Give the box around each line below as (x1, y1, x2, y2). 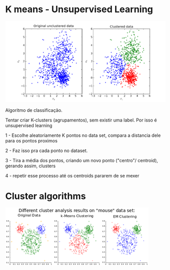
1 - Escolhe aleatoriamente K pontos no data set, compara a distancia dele (5, 132, 161, 138)
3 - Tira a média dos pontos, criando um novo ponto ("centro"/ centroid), (5, 158, 158, 164)
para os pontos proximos (5, 138, 58, 144)
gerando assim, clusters (5, 163, 56, 169)
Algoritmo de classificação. (5, 107, 63, 113)
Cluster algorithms (5, 191, 86, 202)
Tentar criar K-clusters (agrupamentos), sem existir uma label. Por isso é (5, 117, 157, 123)
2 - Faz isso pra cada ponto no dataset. (5, 147, 88, 154)
